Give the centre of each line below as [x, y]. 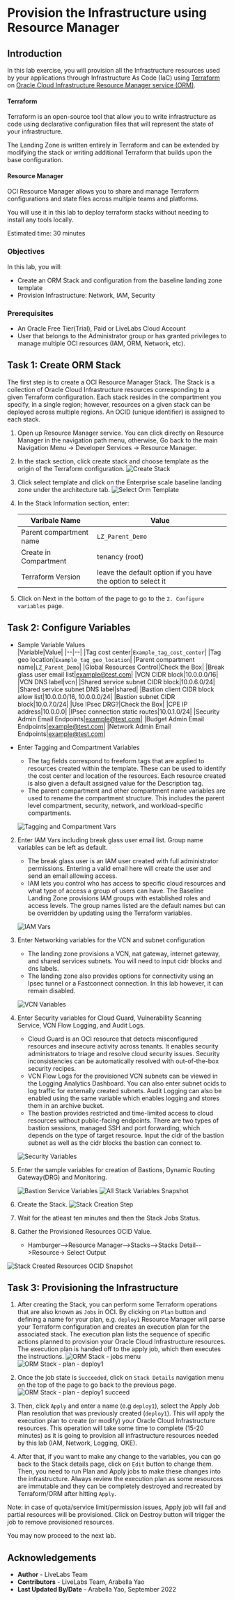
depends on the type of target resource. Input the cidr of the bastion [126, 1135]
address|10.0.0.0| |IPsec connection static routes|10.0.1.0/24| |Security [118, 712]
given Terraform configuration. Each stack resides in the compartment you [114, 397]
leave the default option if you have [155, 572]
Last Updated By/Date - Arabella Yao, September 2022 [96, 1590]
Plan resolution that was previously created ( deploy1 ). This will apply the [121, 1413]
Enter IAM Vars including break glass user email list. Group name [110, 839]
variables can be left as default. [62, 847]
